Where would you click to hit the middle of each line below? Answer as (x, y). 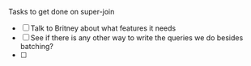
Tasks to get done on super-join (62, 12)
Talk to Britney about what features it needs (103, 28)
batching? (37, 46)
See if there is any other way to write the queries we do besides (137, 38)
